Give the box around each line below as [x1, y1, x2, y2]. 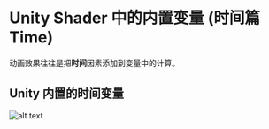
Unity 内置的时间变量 [9, 86, 124, 102]
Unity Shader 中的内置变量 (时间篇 [9, 8, 261, 28]
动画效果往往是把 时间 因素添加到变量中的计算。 [9, 57, 180, 68]
